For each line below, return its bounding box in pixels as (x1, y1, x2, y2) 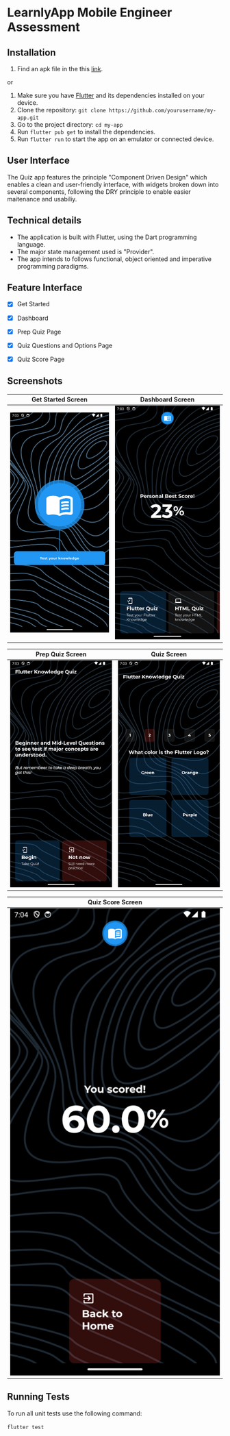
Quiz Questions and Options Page (16, 341, 113, 349)
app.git (16, 114, 39, 121)
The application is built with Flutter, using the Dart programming (16, 233, 197, 241)
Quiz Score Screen (88, 898, 142, 906)
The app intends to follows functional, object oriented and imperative (16, 255, 212, 263)
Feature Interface (7, 282, 83, 294)
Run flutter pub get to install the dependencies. (16, 128, 156, 136)
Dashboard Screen (140, 395, 195, 404)
